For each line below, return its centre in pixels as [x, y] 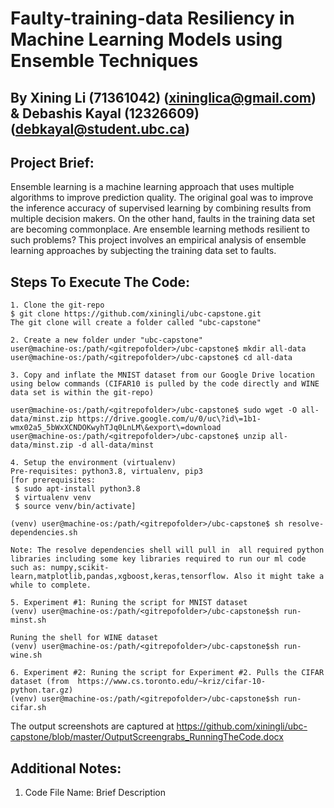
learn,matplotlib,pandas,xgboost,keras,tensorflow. [120, 577]
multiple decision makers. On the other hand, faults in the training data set [163, 219]
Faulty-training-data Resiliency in [152, 18]
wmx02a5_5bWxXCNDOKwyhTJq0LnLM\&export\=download [116, 428]
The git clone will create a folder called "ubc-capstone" [136, 323]
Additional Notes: [66, 768]
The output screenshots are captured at [92, 726]
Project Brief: [52, 162]
